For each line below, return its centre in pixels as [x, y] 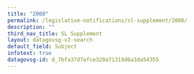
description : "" [31, 27]
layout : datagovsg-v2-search [50, 40]
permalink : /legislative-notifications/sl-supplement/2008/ [98, 20]
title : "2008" [28, 14]
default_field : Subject [42, 47]
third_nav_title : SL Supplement [55, 33]
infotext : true [30, 54]
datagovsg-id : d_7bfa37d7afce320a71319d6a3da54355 [83, 60]
